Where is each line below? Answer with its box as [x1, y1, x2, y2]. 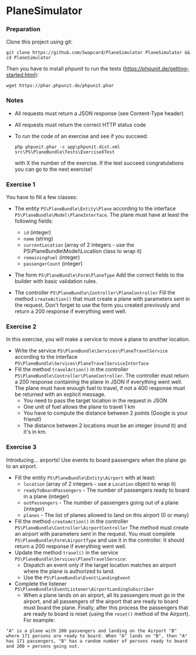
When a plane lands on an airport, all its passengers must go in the [23, 592, 185, 599]
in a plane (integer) [23, 492, 69, 500]
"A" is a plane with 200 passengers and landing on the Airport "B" [6, 627, 177, 634]
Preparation [6, 25, 41, 33]
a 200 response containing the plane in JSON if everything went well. [14, 378, 183, 385]
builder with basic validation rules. [14, 278, 98, 285]
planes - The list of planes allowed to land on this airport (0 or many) [23, 511, 190, 518]
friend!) [23, 416, 42, 423]
